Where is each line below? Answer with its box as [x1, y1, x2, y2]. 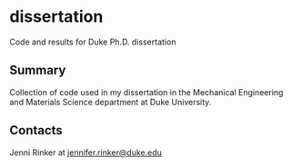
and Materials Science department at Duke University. [9, 96, 212, 107]
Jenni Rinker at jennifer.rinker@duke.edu [9, 147, 162, 158]
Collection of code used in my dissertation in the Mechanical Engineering [9, 86, 284, 97]
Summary [9, 63, 66, 78]
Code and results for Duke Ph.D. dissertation [9, 36, 176, 47]
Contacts [9, 123, 64, 138]
